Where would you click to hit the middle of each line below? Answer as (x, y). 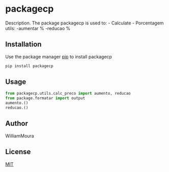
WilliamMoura (20, 136)
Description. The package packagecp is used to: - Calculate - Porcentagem (84, 23)
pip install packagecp (29, 66)
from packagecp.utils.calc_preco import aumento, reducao (68, 94)
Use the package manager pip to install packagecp (59, 56)
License (18, 152)
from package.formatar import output (45, 98)
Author (17, 123)
